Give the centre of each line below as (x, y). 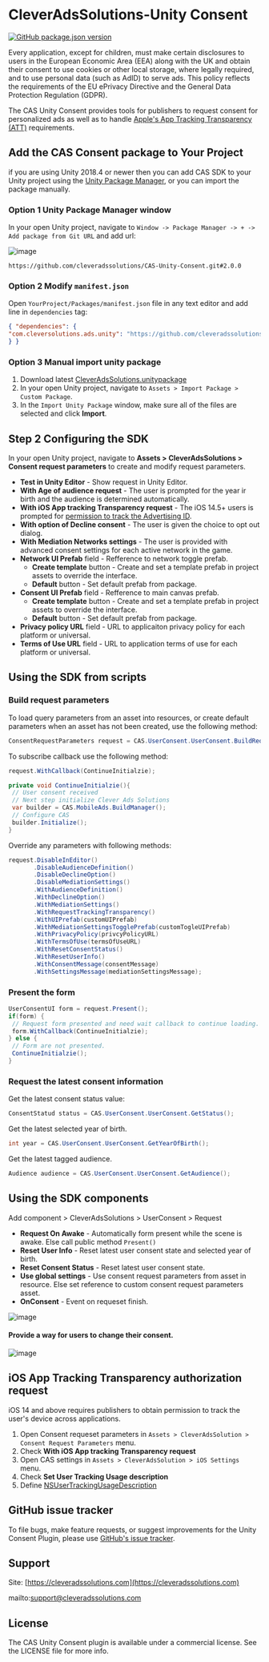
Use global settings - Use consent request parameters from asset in (133, 1276)
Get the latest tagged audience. (60, 1158)
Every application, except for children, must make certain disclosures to (126, 52)
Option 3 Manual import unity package (85, 362)
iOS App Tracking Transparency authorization (125, 1378)
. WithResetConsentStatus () (78, 950)
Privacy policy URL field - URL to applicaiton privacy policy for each (132, 627)
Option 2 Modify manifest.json (69, 286)
